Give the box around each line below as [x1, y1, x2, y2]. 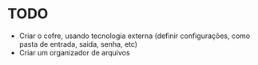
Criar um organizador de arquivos [18, 48, 130, 57]
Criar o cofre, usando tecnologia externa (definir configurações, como [18, 31, 251, 40]
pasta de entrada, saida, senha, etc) [18, 39, 137, 48]
